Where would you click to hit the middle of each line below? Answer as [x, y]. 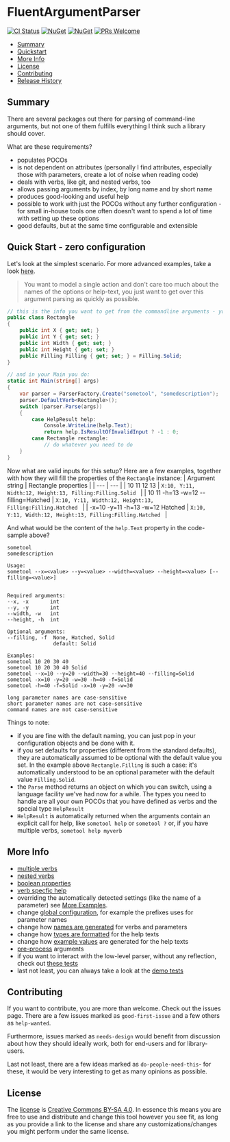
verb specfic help [42, 890]
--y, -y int [33, 608]
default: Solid [75, 643]
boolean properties [44, 883]
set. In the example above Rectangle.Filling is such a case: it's [107, 765]
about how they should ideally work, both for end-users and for [97, 1044]
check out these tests [48, 963]
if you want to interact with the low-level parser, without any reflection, [117, 956]
